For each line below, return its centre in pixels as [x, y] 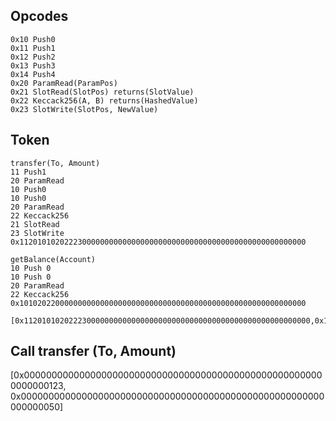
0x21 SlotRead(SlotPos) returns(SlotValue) [102, 92]
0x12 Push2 [33, 57]
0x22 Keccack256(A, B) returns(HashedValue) [104, 100]
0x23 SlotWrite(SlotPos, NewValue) [84, 109]
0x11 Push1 [33, 48]
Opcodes [39, 16]
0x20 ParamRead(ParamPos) [64, 83]
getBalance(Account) [53, 259]
